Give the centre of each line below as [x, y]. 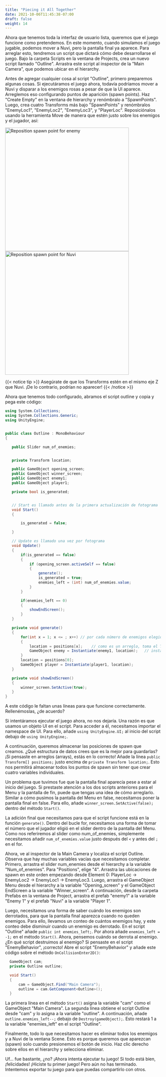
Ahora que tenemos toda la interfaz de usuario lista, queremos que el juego [82, 38]
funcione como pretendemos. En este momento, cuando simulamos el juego [83, 43]
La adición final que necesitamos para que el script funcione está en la [77, 818]
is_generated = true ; [61, 578]
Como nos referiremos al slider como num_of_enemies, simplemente [75, 834]
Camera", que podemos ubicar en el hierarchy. [53, 69]
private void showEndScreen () [43, 678]
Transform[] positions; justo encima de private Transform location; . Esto [82, 762]
